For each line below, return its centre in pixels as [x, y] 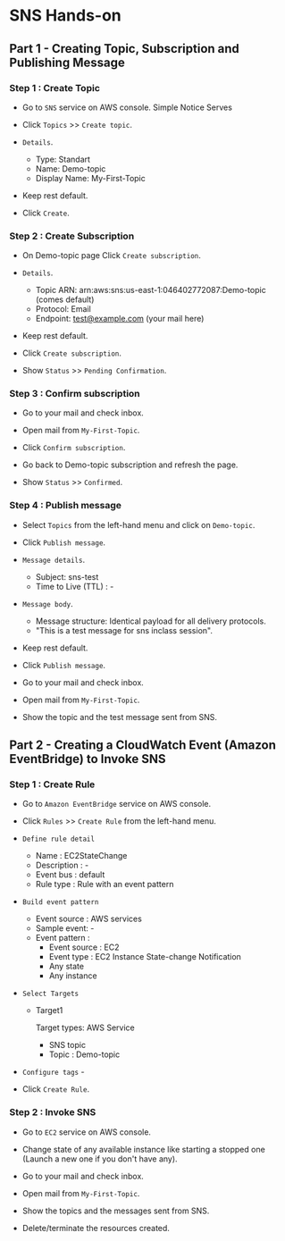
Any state [67, 967]
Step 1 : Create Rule [52, 784]
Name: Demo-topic [71, 168]
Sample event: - [65, 928]
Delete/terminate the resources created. [96, 1228]
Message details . [54, 559]
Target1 [49, 1010]
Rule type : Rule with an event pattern [105, 885]
